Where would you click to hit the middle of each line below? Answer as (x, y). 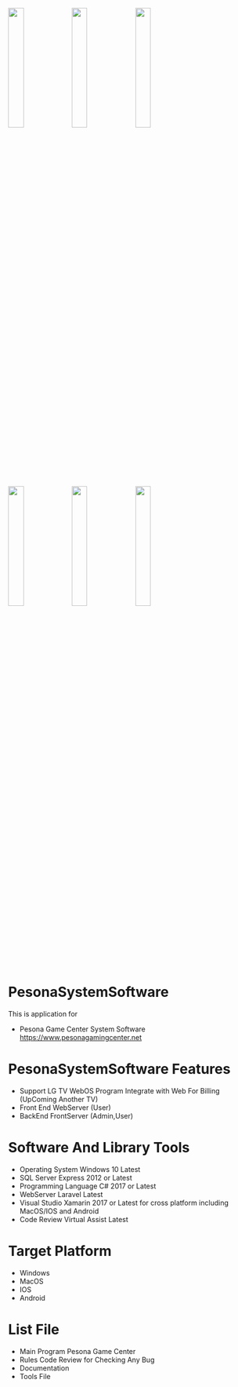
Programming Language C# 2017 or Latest (88, 1186)
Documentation (44, 1368)
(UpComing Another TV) (59, 1099)
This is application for (43, 1013)
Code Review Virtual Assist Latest (74, 1219)
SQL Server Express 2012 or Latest (76, 1177)
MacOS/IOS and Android (59, 1211)
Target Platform (60, 1251)
